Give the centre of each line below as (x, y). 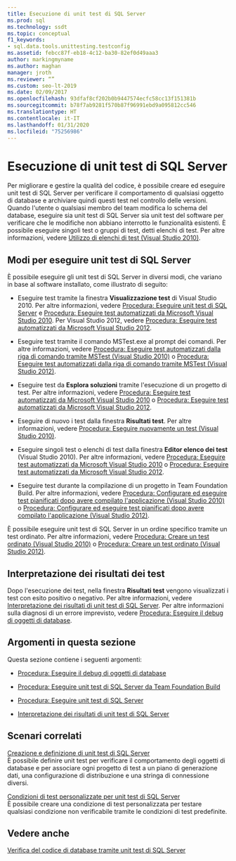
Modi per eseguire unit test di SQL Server (99, 260)
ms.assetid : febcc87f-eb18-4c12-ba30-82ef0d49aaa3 (83, 53)
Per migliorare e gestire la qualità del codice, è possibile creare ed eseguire (116, 186)
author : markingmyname (40, 60)
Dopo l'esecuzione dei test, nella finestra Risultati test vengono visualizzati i (118, 590)
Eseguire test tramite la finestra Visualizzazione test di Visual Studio (117, 298)
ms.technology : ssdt (38, 27)
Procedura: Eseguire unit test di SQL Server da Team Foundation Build (119, 687)
